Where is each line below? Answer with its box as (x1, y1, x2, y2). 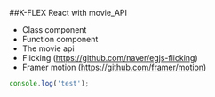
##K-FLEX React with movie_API (9, 8, 127, 18)
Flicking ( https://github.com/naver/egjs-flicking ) (21, 53, 198, 63)
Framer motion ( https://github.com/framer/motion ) (21, 62, 207, 72)
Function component (21, 34, 99, 44)
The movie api (21, 43, 75, 54)
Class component (21, 25, 87, 34)
